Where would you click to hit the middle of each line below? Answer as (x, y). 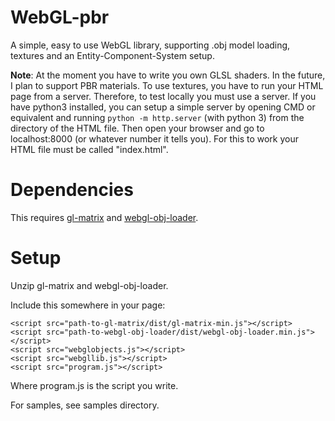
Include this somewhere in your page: (88, 305)
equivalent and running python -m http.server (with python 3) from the (157, 117)
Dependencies (72, 190)
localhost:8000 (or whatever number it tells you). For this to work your (155, 138)
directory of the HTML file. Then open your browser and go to (137, 128)
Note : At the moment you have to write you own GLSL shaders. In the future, (168, 75)
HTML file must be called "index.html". (89, 149)
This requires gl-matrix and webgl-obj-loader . (104, 217)
